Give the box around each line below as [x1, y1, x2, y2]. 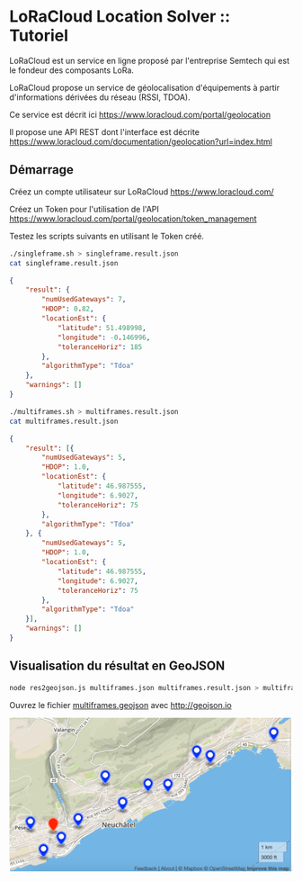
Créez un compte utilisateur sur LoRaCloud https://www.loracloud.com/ [9, 186, 274, 197]
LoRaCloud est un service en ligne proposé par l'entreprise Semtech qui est [9, 55, 290, 66]
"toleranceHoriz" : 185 [57, 342, 143, 352]
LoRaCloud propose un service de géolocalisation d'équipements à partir [9, 82, 280, 93]
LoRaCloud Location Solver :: [9, 6, 231, 27]
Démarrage [9, 162, 74, 177]
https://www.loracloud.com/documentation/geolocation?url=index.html [9, 136, 272, 147]
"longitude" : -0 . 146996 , [57, 333, 151, 342]
